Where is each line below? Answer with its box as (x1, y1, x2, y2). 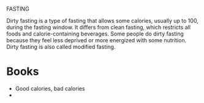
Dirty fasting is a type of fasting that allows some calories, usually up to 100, (6, 17, 199, 24)
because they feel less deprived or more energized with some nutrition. (6, 37, 187, 44)
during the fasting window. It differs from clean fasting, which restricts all (6, 24, 191, 31)
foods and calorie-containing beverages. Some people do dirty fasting (6, 30, 184, 37)
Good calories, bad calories (15, 85, 85, 92)
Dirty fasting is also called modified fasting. (6, 43, 116, 50)
